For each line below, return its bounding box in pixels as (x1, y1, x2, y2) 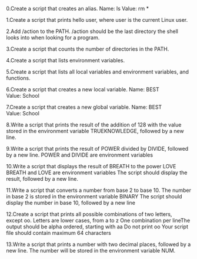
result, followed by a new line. (6, 175, 78, 182)
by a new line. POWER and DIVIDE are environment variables (6, 151, 153, 158)
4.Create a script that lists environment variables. (6, 57, 125, 64)
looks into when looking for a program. (6, 34, 100, 41)
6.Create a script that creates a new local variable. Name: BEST (6, 86, 160, 93)
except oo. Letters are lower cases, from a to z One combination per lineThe (6, 217, 191, 224)
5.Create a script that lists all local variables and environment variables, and (6, 68, 189, 75)
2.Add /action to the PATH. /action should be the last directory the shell (6, 28, 178, 35)
